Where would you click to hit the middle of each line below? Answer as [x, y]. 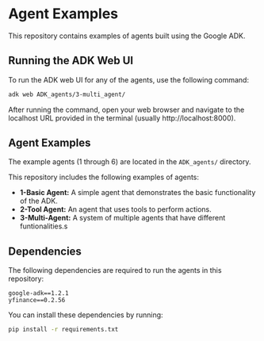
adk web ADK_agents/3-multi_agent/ [67, 94]
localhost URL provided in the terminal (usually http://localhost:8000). [122, 118]
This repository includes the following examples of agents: [104, 177]
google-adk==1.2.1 [38, 293]
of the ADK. [38, 201]
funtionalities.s [44, 226]
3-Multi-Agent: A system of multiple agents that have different [122, 218]
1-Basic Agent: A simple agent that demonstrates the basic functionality [138, 193]
